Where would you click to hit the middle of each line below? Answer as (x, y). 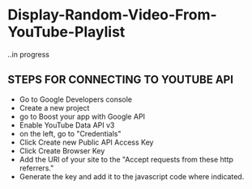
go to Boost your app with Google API (82, 116)
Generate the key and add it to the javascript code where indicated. (132, 176)
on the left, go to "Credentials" (70, 133)
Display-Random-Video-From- (113, 15)
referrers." (36, 168)
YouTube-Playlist (66, 32)
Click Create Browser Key (62, 150)
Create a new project (54, 107)
